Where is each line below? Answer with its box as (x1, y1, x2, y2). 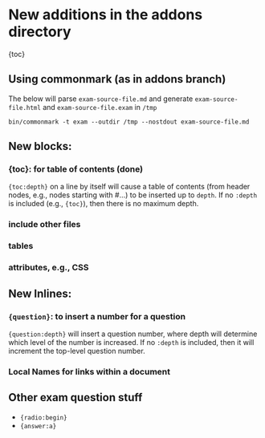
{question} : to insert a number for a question (8, 310, 186, 322)
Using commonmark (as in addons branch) (8, 72, 226, 86)
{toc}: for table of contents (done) (8, 164, 143, 175)
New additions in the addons (8, 6, 203, 24)
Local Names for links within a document (8, 366, 171, 377)
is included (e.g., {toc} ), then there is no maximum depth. (8, 199, 199, 209)
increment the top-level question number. (8, 346, 146, 355)
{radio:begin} (19, 413, 67, 422)
